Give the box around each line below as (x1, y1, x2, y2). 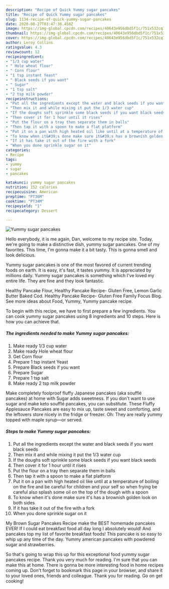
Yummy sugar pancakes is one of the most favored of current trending (6, 262, 151, 268)
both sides (13, 500, 35, 506)
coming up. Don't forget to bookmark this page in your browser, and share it (6, 567, 162, 573)
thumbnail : (6, 31, 29, 36)
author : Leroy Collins (6, 40, 53, 45)
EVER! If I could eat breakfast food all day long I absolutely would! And (6, 526, 151, 532)
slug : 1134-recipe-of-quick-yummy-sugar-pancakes (6, 17, 112, 22)
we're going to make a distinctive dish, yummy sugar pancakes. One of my (6, 241, 160, 247)
